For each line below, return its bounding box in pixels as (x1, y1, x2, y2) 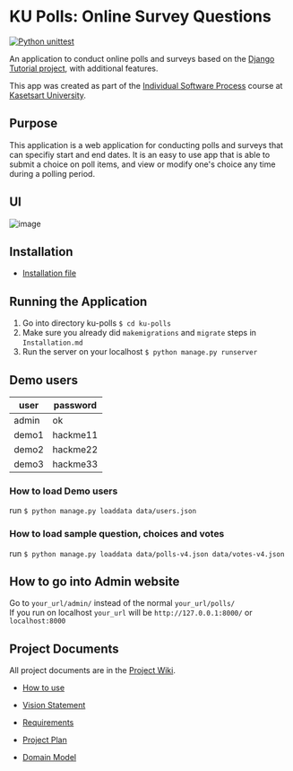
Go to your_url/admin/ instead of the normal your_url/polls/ (9, 598, 236, 609)
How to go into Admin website (9, 574, 180, 589)
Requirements (22, 717, 74, 728)
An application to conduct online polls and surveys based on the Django (9, 53, 275, 64)
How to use (22, 682, 65, 693)
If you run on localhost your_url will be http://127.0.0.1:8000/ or (9, 608, 253, 618)
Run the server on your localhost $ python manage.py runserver (22, 346, 258, 357)
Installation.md (22, 338, 83, 347)
